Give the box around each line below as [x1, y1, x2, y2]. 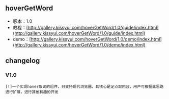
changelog [5, 57, 40, 65]
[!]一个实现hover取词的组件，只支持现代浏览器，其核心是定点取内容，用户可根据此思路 [5, 84, 164, 89]
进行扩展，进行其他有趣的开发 [5, 89, 59, 94]
